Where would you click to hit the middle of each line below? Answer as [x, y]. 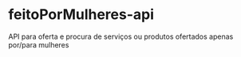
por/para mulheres [39, 44]
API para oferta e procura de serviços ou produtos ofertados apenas [121, 36]
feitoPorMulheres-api [81, 15]
